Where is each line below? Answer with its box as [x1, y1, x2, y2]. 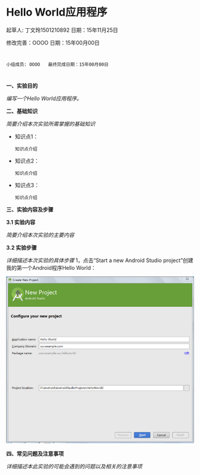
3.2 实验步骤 [6, 244, 37, 251]
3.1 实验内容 [6, 219, 36, 226]
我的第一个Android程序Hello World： [6, 264, 97, 272]
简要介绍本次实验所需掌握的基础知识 [6, 120, 96, 127]
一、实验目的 [6, 82, 38, 90]
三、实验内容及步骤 [6, 206, 54, 213]
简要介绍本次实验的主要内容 [6, 232, 75, 239]
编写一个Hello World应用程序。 [6, 95, 82, 102]
